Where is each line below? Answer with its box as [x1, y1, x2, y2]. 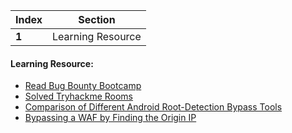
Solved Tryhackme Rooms [24, 90, 134, 103]
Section [78, 13, 116, 26]
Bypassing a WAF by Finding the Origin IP [24, 112, 197, 124]
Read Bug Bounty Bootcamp [24, 80, 142, 92]
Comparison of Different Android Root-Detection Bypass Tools [24, 101, 283, 113]
